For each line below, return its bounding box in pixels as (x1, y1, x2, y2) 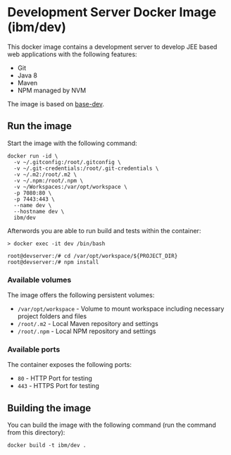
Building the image (7, 402, 92, 414)
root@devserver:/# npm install (7, 258, 99, 266)
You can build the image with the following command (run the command (7, 420, 216, 430)
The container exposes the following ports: (7, 361, 132, 369)
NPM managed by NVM (17, 86, 87, 94)
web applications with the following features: (7, 50, 137, 58)
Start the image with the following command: (7, 139, 137, 147)
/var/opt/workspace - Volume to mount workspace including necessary (17, 304, 225, 313)
